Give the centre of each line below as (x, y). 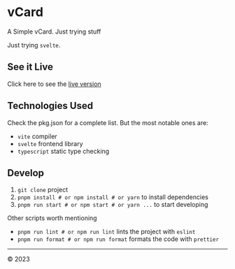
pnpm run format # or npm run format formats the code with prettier (118, 239)
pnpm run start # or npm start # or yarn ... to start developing (113, 205)
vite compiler (37, 136)
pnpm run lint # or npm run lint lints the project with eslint (106, 232)
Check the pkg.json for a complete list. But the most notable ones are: (108, 122)
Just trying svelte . (34, 45)
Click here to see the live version (54, 84)
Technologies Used (50, 106)
